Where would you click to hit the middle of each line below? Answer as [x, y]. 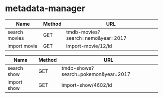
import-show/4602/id [87, 85]
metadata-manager [45, 8]
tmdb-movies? [83, 32]
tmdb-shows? [78, 68]
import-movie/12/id [89, 46]
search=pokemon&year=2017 [96, 74]
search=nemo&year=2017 [97, 38]
